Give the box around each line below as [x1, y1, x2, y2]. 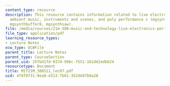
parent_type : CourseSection [5, 54, 65, 60]
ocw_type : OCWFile [5, 45, 44, 50]
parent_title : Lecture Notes [5, 50, 67, 55]
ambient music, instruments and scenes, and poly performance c [10, 17, 148, 22]
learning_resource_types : [5, 36, 60, 41]
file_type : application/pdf [5, 31, 65, 36]
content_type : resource [5, 7, 56, 13]
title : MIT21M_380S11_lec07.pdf [5, 69, 73, 74]
